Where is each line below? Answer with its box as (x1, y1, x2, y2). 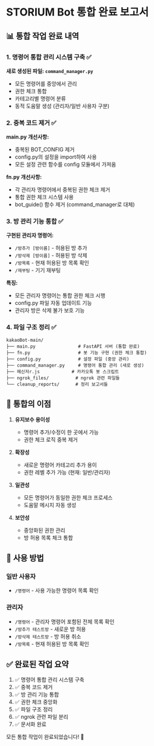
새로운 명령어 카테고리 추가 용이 (23, 461, 97, 468)
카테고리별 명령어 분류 (14, 95, 67, 102)
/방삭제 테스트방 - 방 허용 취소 (14, 632, 81, 640)
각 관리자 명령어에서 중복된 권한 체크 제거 (14, 186, 111, 193)
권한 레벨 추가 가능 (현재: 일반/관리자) (23, 468, 111, 476)
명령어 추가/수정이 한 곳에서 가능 (23, 429, 99, 436)
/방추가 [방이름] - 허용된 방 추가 (14, 244, 87, 251)
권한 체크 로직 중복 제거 (23, 436, 78, 443)
